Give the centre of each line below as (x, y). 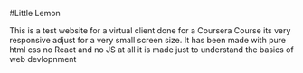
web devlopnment (43, 59)
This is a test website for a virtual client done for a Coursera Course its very (150, 30)
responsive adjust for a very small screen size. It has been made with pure (148, 40)
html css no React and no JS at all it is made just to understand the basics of (151, 50)
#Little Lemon (35, 13)
